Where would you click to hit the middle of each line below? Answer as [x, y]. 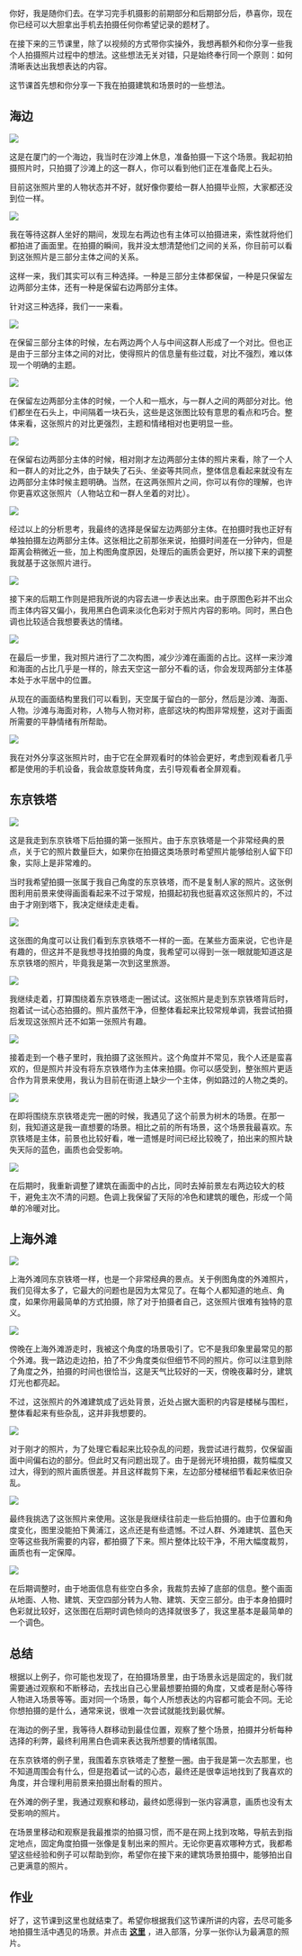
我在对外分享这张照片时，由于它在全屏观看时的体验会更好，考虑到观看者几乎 [151, 757]
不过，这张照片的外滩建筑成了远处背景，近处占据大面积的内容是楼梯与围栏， [151, 1402]
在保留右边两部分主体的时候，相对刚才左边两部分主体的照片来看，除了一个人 [151, 459]
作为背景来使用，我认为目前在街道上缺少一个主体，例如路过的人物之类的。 [155, 1079]
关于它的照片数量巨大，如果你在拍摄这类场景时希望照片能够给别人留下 [155, 851]
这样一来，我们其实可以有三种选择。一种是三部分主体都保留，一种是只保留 [147, 275]
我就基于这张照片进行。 [53, 563]
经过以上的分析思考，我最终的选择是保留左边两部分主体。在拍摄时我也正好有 [151, 528]
